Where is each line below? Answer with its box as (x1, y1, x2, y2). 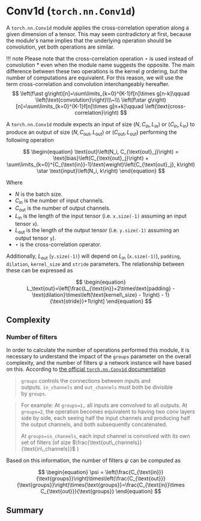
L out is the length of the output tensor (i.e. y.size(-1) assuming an (14, 227, 179, 235)
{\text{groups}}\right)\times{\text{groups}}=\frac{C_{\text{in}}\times (17, 481, 185, 489)
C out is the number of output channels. (14, 204, 111, 213)
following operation (6, 136, 54, 144)
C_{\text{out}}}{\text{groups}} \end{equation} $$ (40, 488, 161, 495)
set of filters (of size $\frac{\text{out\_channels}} (20, 439, 142, 446)
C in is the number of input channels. (14, 197, 104, 206)
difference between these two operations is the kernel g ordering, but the (6, 67, 188, 75)
